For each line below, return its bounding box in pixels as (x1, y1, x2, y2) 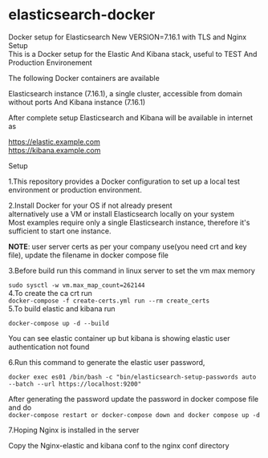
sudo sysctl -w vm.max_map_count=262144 (8, 281, 146, 290)
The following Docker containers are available (8, 73, 160, 83)
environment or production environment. (8, 184, 142, 194)
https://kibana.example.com (8, 145, 101, 155)
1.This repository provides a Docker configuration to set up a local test (8, 176, 241, 186)
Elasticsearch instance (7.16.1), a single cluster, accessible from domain (8, 88, 243, 98)
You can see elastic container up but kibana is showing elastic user (8, 333, 230, 342)
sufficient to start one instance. (8, 226, 112, 236)
